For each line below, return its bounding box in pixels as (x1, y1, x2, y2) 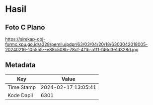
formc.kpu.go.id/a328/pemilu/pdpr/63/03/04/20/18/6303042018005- (5, 41, 148, 47)
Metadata (5, 61, 36, 70)
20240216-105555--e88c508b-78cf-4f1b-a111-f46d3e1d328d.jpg (5, 47, 139, 52)
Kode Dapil (7, 92, 33, 99)
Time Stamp (7, 84, 36, 91)
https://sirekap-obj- (5, 36, 46, 42)
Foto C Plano (5, 23, 45, 32)
